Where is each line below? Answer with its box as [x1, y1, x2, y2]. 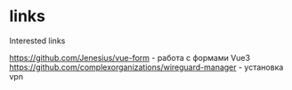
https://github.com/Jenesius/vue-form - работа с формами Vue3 [9, 52, 251, 63]
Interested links [9, 35, 66, 46]
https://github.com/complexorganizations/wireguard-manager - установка [9, 62, 284, 72]
